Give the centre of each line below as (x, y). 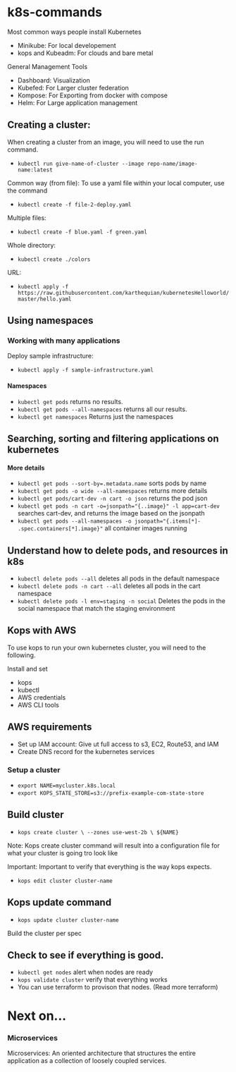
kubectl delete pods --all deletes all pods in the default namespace (118, 578)
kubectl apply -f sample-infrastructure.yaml (85, 370)
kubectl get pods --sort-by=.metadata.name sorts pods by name (112, 483)
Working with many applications (64, 341)
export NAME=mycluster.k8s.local (67, 786)
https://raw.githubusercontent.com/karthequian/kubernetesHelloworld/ (123, 293)
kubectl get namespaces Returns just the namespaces (95, 416)
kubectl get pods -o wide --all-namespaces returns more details (112, 491)
